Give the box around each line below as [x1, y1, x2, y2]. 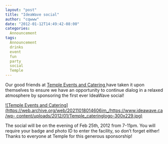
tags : [5, 36, 17, 41]
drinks [10, 45, 24, 50]
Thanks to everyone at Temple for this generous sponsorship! [5, 133, 133, 139]
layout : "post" [5, 7, 37, 13]
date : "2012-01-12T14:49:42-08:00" [5, 21, 80, 27]
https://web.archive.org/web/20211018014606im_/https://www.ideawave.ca [7, 107, 163, 113]
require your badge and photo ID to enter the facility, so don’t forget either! [5, 128, 159, 133]
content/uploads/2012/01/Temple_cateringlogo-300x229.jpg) [16, 113, 143, 118]
